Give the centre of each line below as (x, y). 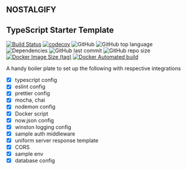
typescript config (36, 80)
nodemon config (35, 107)
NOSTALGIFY (31, 10)
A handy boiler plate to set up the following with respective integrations (93, 68)
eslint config (30, 87)
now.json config (34, 120)
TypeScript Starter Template (60, 30)
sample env (29, 153)
